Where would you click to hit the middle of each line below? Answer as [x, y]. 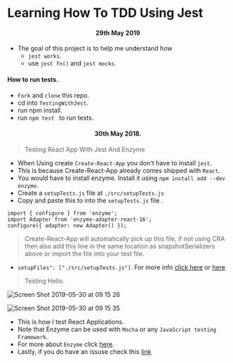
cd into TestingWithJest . [53, 103]
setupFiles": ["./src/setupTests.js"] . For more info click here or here [121, 267]
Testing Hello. [44, 281]
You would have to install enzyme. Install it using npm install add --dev [121, 178]
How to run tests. [33, 79]
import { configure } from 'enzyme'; [62, 213]
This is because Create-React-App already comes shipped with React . [119, 170]
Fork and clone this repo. [53, 95]
